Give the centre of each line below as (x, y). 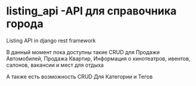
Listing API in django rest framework (51, 40)
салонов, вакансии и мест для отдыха (55, 65)
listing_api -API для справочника (91, 11)
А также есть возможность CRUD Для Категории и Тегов (79, 76)
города (25, 24)
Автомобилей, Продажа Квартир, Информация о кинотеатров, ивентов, (98, 58)
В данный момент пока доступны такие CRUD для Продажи (83, 52)
